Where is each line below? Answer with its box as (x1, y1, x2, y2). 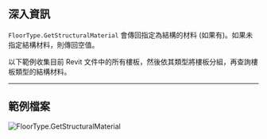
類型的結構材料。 (14, 67, 72, 76)
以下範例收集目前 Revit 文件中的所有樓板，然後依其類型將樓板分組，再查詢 (8, 56, 252, 66)
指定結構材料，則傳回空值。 (8, 40, 99, 49)
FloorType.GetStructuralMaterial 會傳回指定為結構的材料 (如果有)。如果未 (8, 30, 253, 40)
